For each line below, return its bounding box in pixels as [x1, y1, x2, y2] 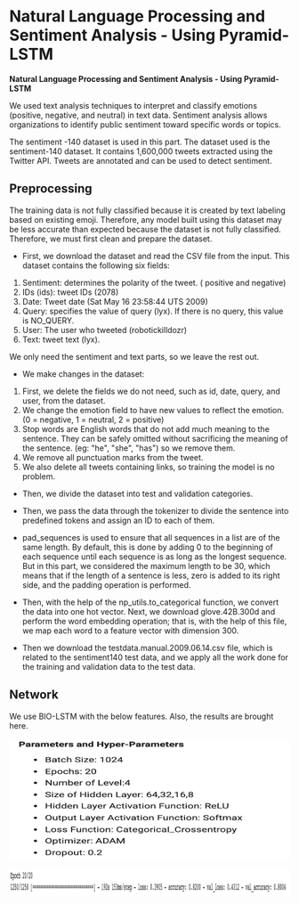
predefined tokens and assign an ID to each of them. [21, 515, 215, 525]
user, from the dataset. [21, 395, 106, 406]
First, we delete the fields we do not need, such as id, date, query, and [21, 386, 280, 396]
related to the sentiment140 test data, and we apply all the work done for [21, 652, 289, 663]
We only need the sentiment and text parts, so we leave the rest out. [9, 351, 260, 362]
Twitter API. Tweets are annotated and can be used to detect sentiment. [9, 155, 273, 166]
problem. [21, 470, 56, 482]
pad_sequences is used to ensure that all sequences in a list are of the [21, 532, 280, 542]
